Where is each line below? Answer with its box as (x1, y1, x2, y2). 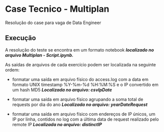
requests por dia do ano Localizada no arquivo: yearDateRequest (12, 102, 148, 107)
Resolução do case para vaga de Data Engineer (5, 20, 102, 26)
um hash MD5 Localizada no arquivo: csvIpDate (12, 87, 112, 93)
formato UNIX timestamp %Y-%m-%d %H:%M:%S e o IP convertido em (12, 81, 159, 87)
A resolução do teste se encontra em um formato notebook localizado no (5, 47, 154, 53)
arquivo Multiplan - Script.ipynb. (5, 52, 74, 58)
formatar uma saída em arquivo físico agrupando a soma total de (12, 96, 143, 102)
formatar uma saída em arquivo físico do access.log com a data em (12, 76, 149, 82)
